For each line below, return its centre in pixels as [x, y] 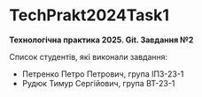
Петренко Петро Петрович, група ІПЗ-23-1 [103, 74]
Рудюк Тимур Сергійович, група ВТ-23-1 [98, 83]
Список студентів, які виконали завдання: [89, 56]
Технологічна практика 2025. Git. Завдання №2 [101, 40]
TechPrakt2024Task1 [89, 15]
